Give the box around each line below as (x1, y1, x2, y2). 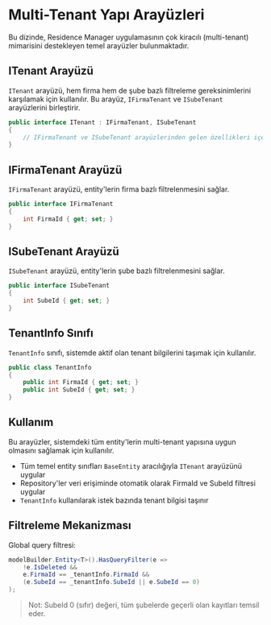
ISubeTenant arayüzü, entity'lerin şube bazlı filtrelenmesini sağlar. (8, 266, 225, 275)
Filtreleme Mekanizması (8, 519, 131, 532)
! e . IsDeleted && (23, 563, 78, 571)
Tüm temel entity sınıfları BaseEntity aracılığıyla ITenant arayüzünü (19, 461, 242, 470)
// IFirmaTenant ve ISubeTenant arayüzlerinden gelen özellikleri (23, 133, 251, 142)
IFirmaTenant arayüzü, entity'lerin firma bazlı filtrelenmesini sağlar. (8, 184, 230, 194)
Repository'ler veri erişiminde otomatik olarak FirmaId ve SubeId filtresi (19, 478, 256, 488)
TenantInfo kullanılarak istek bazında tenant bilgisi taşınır (19, 495, 209, 505)
